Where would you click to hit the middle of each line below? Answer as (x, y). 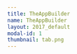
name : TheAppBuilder (37, 20)
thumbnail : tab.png (36, 40)
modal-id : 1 (24, 33)
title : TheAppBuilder (39, 14)
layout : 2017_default (39, 27)
